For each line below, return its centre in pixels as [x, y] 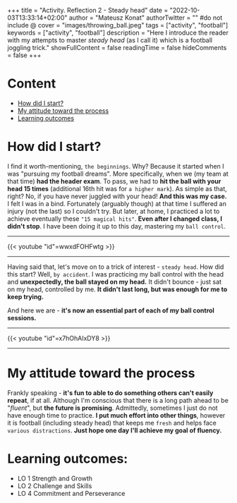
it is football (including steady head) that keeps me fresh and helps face [112, 423]
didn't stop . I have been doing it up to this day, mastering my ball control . [116, 226]
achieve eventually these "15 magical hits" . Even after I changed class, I [115, 219]
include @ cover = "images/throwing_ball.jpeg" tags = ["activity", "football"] [118, 25]
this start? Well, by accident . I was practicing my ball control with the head [116, 274]
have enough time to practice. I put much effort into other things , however [116, 415]
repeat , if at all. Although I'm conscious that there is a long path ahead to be [118, 400]
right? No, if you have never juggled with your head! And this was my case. [117, 196]
